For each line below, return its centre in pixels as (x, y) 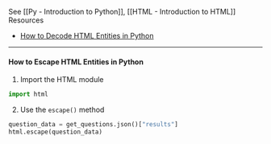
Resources (26, 20)
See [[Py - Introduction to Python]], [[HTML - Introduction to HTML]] (122, 12)
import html (28, 95)
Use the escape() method (62, 110)
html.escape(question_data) (56, 132)
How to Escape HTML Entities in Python (76, 62)
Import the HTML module (62, 80)
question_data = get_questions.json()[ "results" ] (94, 125)
